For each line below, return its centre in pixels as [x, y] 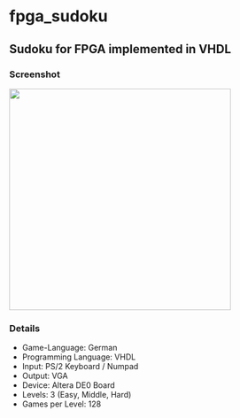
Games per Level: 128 [62, 404]
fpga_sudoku [58, 16]
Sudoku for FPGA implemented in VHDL [120, 49]
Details [25, 328]
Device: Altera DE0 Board [68, 385]
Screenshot [35, 74]
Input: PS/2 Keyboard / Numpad [80, 367]
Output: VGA [45, 376]
